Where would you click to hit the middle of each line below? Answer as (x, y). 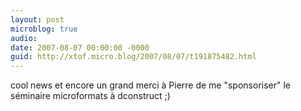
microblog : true (44, 29)
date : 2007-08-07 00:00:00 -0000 (80, 47)
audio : (24, 38)
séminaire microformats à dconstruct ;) (90, 96)
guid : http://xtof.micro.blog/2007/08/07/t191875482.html (133, 57)
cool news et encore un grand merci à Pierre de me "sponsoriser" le (151, 85)
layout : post (37, 19)
